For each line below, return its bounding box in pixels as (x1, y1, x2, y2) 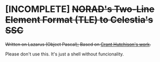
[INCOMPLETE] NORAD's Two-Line (5, 3, 155, 15)
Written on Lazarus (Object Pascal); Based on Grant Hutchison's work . (5, 41, 151, 47)
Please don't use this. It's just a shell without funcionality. (5, 51, 124, 57)
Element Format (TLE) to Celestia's (5, 14, 153, 25)
